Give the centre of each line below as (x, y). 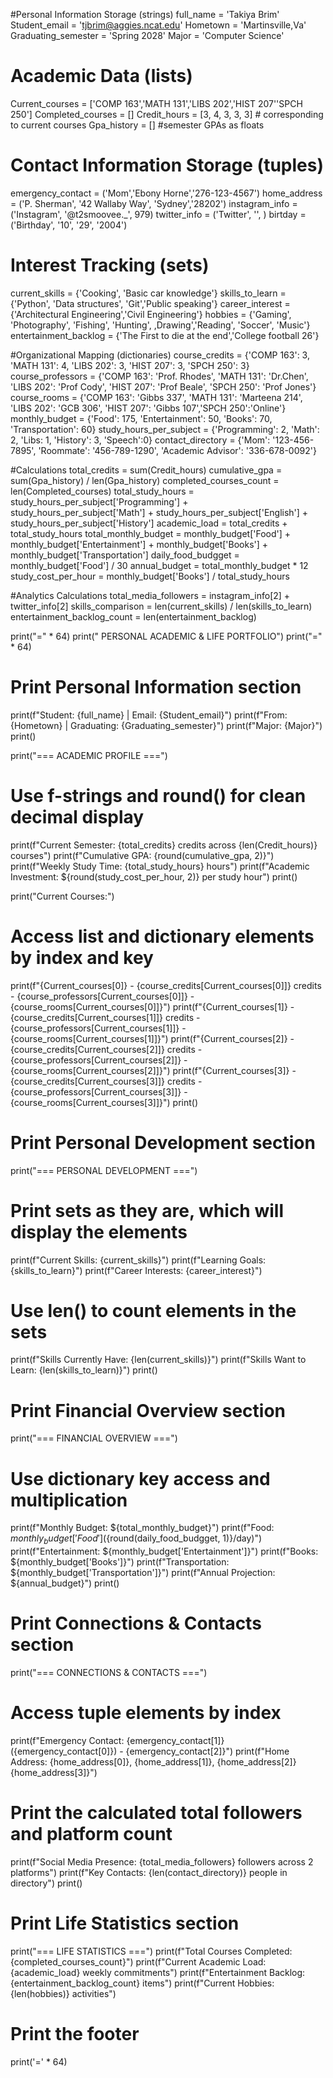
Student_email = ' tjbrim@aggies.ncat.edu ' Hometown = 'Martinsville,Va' (158, 25)
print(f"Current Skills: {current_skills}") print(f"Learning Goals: (138, 1260)
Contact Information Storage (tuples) (167, 165)
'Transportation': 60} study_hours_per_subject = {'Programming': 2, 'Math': (165, 429)
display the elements (99, 1231)
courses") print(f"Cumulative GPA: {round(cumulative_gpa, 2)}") (142, 855)
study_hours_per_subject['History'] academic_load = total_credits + (149, 523)
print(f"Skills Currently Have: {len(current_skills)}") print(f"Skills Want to (158, 1360)
